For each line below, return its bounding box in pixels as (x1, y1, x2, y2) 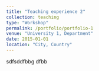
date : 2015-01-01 (6, 36, 49, 42)
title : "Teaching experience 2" (6, 8, 85, 15)
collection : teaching (6, 14, 60, 20)
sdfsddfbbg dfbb (6, 57, 48, 65)
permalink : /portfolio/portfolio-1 (6, 25, 94, 31)
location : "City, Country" (6, 42, 72, 48)
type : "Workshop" (6, 20, 49, 25)
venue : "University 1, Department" (6, 31, 94, 37)
